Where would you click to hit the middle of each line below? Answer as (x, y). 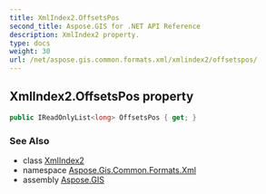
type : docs (30, 43)
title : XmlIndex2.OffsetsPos (64, 18)
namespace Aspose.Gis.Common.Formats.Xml (109, 170)
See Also (30, 141)
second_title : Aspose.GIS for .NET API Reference (105, 26)
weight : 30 (30, 52)
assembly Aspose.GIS (63, 179)
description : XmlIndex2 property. (75, 34)
